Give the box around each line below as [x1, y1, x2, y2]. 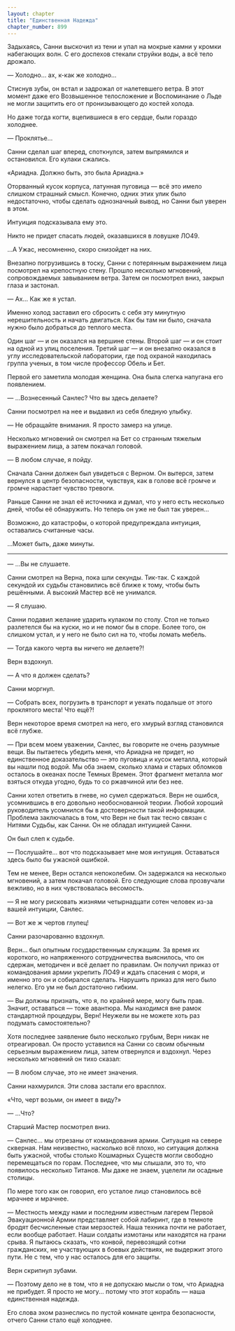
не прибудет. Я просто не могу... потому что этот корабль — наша [7, 1288, 206, 1296]
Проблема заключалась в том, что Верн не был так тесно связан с [7, 814, 208, 822]
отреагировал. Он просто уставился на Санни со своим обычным [7, 1040, 205, 1049]
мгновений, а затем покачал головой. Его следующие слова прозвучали [7, 877, 225, 885]
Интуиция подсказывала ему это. [7, 218, 108, 226]
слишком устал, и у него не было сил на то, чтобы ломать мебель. [7, 630, 207, 639]
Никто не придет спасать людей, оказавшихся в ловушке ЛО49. [7, 232, 200, 240]
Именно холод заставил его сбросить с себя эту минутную [7, 308, 185, 317]
